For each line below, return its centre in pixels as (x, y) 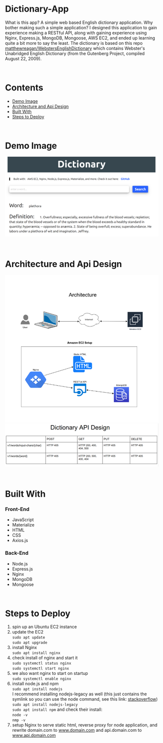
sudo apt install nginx (36, 653)
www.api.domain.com (34, 735)
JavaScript (23, 520)
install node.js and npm (35, 684)
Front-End (17, 509)
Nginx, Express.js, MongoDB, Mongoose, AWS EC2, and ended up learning (80, 38)
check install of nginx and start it (45, 658)
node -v (20, 715)
